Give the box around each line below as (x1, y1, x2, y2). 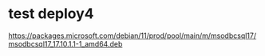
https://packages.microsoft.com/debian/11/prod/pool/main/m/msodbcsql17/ (8, 31, 257, 40)
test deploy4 (8, 5, 94, 23)
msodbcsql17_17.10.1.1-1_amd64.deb (8, 39, 123, 48)
